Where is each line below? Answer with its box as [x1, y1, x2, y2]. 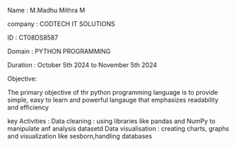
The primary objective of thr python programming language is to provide [7, 88, 218, 96]
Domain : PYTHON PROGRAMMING [7, 47, 111, 55]
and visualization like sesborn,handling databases [7, 132, 153, 140]
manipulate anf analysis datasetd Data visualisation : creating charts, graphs [7, 124, 230, 133]
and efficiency [7, 103, 49, 112]
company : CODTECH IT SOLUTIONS [7, 20, 115, 28]
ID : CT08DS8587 [7, 33, 59, 42]
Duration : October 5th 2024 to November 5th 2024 [7, 61, 158, 69]
